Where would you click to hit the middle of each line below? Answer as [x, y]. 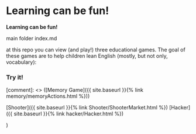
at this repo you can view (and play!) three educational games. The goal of [96, 49]
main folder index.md [32, 38]
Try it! [15, 77]
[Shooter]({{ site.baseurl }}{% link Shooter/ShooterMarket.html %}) [87, 108]
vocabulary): [21, 62]
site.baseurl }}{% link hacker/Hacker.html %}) [69, 114]
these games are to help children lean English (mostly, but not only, [87, 56]
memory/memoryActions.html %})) [48, 96]
